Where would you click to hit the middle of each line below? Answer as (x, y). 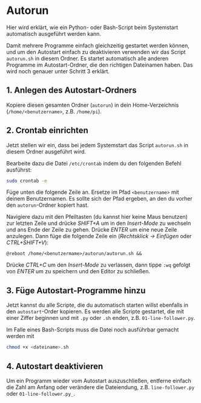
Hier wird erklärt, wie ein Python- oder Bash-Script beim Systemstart (92, 27)
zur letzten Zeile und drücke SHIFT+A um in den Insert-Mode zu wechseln (99, 223)
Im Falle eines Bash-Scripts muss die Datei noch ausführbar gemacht (93, 330)
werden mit (20, 336)
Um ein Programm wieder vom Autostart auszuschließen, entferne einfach (99, 381)
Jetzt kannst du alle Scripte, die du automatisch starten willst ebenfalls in (97, 305)
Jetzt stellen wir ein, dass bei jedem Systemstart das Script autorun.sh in (97, 145)
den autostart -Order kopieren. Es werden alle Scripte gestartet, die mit (95, 311)
